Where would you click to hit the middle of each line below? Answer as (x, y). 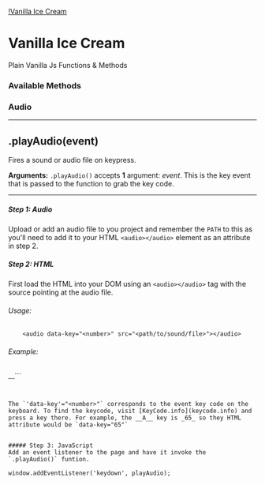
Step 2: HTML (31, 264)
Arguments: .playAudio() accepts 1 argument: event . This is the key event (129, 175)
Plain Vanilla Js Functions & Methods (68, 65)
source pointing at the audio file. (61, 292)
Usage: (20, 310)
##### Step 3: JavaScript (50, 446)
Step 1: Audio (30, 209)
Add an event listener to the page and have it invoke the (107, 453)
